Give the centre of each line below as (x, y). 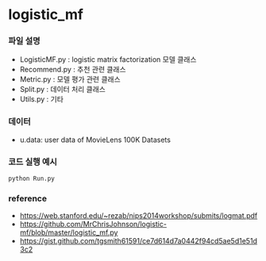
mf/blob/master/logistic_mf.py (69, 232)
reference (28, 198)
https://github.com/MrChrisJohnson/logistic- (93, 225)
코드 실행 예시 (33, 162)
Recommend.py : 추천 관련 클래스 (73, 70)
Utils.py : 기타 (41, 99)
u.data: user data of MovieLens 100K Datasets (95, 140)
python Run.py (32, 179)
